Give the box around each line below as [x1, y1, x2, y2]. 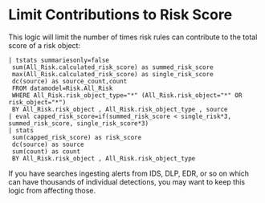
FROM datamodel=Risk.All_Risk [11, 84, 113, 92]
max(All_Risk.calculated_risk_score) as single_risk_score [11, 70, 214, 78]
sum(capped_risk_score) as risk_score [11, 133, 142, 141]
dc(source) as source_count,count [11, 77, 128, 85]
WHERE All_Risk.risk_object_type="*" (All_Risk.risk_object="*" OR [11, 91, 243, 99]
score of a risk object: [8, 40, 81, 50]
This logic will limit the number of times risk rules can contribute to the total [8, 32, 258, 42]
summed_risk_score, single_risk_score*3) [8, 119, 149, 128]
